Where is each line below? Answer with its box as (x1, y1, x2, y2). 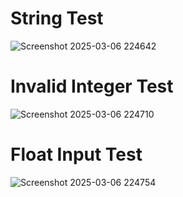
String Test (10, 7, 104, 30)
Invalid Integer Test (10, 75, 174, 98)
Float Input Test (10, 143, 143, 166)
